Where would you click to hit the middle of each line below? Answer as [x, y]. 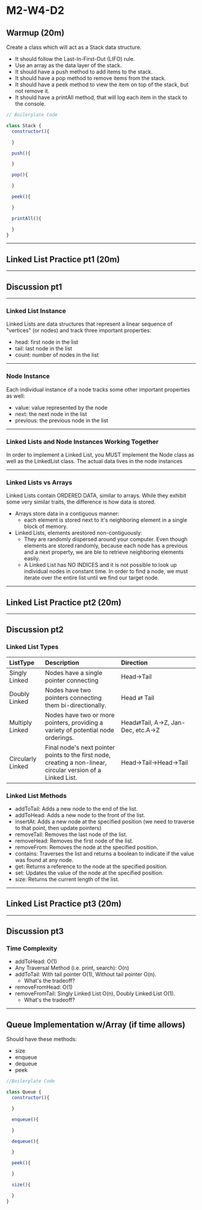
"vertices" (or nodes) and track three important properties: [79, 331]
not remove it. [32, 91]
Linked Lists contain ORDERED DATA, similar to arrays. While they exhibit [96, 496]
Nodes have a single [74, 673]
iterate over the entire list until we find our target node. [91, 578]
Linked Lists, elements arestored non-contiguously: [78, 533]
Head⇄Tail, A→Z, [145, 723]
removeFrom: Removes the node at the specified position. [86, 847]
